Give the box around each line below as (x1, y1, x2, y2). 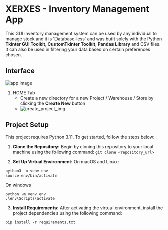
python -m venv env (5, 191, 46, 197)
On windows (5, 182, 31, 188)
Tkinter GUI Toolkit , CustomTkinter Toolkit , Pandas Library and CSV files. (5, 41, 161, 47)
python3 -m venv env (5, 168, 49, 174)
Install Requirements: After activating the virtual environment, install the (12, 205, 163, 211)
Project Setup (5, 121, 49, 129)
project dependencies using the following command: (12, 210, 122, 216)
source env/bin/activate (5, 172, 58, 178)
